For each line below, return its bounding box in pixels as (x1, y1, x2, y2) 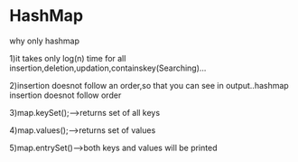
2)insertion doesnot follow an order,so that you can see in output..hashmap (9, 80, 289, 91)
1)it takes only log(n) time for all (9, 52, 126, 63)
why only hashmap (9, 35, 79, 46)
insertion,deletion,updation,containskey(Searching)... (9, 62, 207, 73)
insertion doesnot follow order (9, 90, 122, 100)
